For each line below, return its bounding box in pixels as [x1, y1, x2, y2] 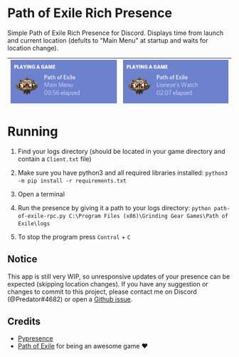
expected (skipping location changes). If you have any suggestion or [7, 279, 208, 288]
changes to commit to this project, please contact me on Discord [7, 287, 197, 296]
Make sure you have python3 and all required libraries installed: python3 [17, 168, 228, 177]
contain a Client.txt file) [17, 155, 92, 163]
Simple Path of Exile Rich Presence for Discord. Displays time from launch [7, 29, 224, 37]
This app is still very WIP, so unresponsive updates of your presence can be [7, 272, 230, 281]
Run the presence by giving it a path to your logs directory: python [17, 203, 211, 212]
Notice [7, 253, 38, 265]
